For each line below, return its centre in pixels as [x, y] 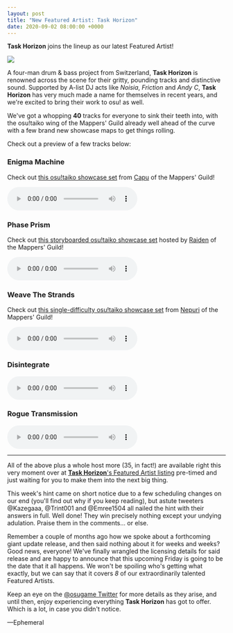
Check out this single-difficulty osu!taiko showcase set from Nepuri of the [113, 310]
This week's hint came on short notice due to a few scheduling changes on [114, 493]
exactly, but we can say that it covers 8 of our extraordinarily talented [106, 573]
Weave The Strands [41, 295]
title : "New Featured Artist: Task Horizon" [72, 20]
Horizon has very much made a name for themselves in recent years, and [112, 95]
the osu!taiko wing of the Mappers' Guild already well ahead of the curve [111, 123]
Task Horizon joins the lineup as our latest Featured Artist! [90, 47]
